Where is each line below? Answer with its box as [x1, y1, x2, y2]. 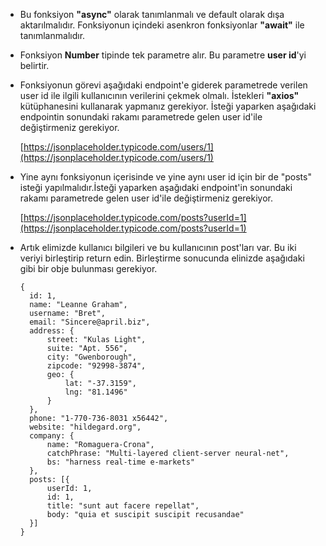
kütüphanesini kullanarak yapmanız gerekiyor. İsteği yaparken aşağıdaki [19, 100, 317, 112]
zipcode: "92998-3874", [46, 361, 147, 371]
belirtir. [19, 60, 50, 71]
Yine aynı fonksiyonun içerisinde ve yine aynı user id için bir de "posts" [19, 171, 312, 183]
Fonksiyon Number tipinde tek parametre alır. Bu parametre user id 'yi [19, 49, 307, 61]
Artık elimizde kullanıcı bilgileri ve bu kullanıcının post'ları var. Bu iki [19, 242, 297, 253]
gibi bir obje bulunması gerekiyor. [19, 263, 158, 274]
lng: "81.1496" [64, 387, 128, 397]
